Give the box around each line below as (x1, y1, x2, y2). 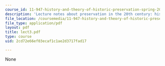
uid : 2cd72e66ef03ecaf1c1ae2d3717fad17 (5, 39, 87, 44)
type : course (5, 34, 32, 39)
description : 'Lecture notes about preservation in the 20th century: (5, 12, 153, 16)
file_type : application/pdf (5, 20, 63, 26)
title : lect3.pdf (5, 30, 41, 34)
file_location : (5, 16, 36, 21)
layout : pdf (5, 25, 29, 30)
